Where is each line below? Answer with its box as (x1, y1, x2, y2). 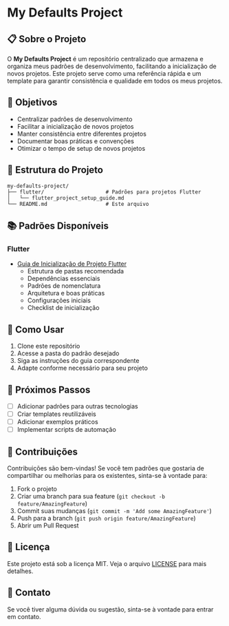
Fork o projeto (17, 485, 57, 493)
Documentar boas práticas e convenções (17, 136, 134, 145)
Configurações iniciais (27, 296, 91, 304)
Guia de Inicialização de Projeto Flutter (17, 260, 127, 268)
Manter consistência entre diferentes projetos (17, 129, 146, 138)
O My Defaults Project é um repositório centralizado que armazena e (7, 55, 204, 63)
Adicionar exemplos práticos (17, 418, 98, 426)
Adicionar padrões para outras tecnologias (17, 401, 139, 410)
